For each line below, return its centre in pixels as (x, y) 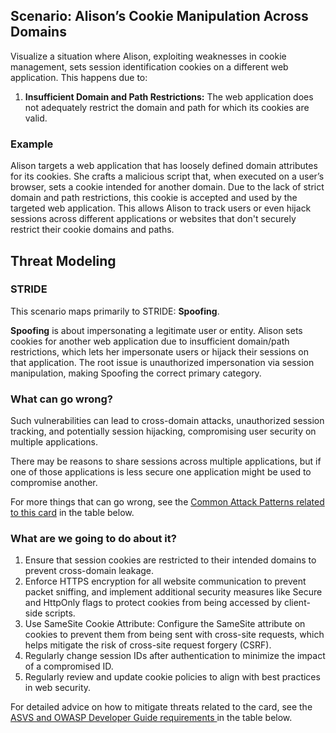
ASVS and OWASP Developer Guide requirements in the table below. (151, 718)
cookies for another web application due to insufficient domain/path (150, 341)
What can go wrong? (61, 399)
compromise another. (54, 483)
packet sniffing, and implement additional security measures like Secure (173, 592)
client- (297, 603)
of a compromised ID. (69, 666)
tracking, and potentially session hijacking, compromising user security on (163, 431)
